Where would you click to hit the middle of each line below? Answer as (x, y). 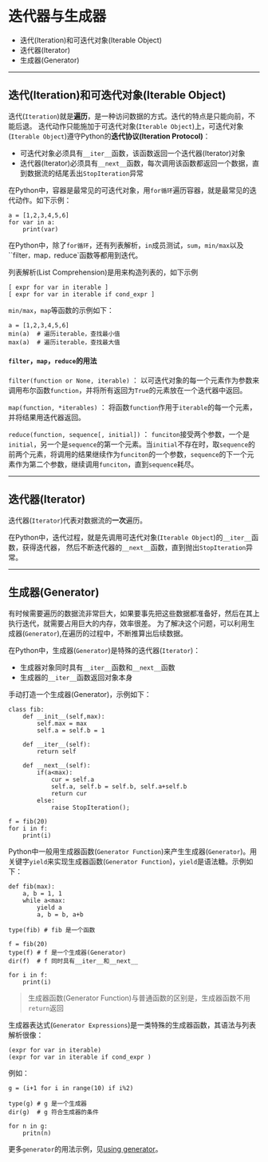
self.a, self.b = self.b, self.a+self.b (119, 786)
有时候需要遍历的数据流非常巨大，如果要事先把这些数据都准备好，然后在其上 (134, 613)
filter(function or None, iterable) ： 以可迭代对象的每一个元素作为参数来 (134, 380)
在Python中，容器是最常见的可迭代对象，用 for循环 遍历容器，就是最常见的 (129, 190)
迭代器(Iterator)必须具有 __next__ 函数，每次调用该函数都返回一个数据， (136, 163)
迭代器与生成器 (57, 16)
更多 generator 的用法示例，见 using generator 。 (85, 1148)
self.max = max (62, 723)
